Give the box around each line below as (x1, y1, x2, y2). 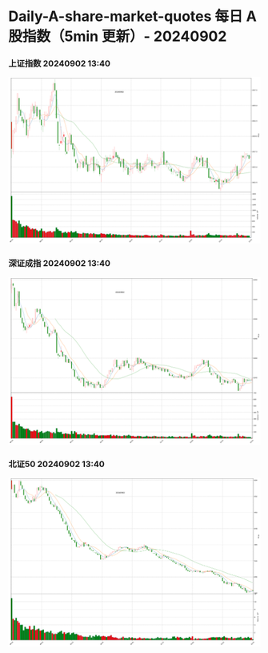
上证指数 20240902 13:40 (8, 58, 110, 69)
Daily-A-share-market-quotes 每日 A (8, 7, 258, 26)
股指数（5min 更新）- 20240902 (8, 27, 227, 46)
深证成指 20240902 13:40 (8, 258, 110, 269)
